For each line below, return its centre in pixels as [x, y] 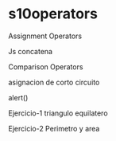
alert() [18, 97]
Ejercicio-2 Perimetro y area [54, 128]
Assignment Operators [45, 36]
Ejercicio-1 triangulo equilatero [58, 113]
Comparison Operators [46, 67]
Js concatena [31, 51]
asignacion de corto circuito [54, 82]
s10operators [53, 14]
